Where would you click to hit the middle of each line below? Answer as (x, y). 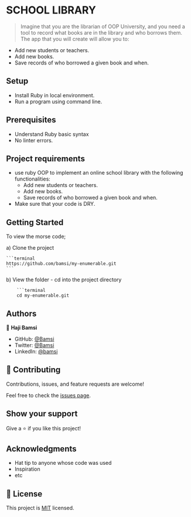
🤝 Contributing (33, 370)
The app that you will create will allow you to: (75, 39)
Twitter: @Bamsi (34, 345)
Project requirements (45, 159)
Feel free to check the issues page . (48, 395)
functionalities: (33, 179)
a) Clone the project (30, 248)
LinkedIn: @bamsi (36, 351)
